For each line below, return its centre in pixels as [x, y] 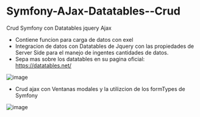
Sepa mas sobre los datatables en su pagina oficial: [80, 59]
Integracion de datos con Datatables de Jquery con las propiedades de [104, 46]
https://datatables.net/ [43, 65]
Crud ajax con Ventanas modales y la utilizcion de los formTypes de [100, 89]
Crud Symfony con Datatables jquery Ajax [59, 28]
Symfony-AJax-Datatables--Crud [94, 11]
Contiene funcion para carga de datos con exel [74, 39]
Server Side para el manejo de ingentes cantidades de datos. [92, 52]
